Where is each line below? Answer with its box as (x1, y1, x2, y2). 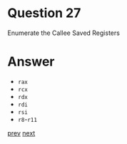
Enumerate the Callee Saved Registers (7, 29, 120, 37)
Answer (7, 53, 55, 70)
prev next (7, 128, 36, 137)
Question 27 (7, 5, 81, 21)
